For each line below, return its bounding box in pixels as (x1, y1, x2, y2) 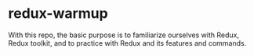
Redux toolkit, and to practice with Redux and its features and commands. (8, 38, 247, 47)
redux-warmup (8, 5, 108, 22)
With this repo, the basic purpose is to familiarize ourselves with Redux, (8, 30, 239, 40)
